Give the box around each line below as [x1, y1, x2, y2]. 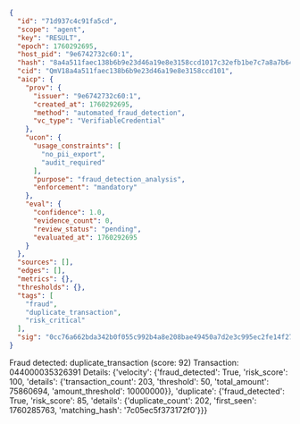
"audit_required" [41, 157, 105, 167]
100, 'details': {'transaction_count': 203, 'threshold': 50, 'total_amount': [9, 376, 270, 386]
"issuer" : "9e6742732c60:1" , [32, 91, 142, 100]
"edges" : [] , [17, 267, 66, 276]
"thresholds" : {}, [17, 283, 87, 292]
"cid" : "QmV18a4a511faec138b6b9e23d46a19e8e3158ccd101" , [17, 67, 234, 76]
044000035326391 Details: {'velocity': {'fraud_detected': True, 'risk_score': [9, 367, 288, 377]
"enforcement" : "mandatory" [32, 183, 138, 192]
